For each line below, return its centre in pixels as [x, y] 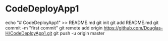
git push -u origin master [79, 33]
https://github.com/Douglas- [133, 27]
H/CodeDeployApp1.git [29, 33]
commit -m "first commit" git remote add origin [54, 27]
